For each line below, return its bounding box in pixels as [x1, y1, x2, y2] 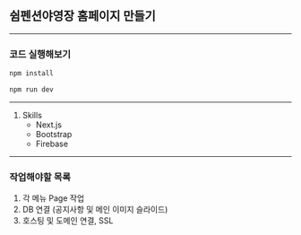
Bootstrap [35, 128, 73, 139]
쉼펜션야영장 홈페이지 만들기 [9, 8, 157, 24]
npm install [9, 69, 54, 78]
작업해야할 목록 [9, 170, 72, 183]
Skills [21, 109, 43, 120]
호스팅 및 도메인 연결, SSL [21, 215, 114, 226]
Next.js [35, 119, 63, 130]
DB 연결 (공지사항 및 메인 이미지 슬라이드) [21, 205, 168, 215]
